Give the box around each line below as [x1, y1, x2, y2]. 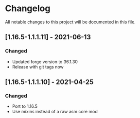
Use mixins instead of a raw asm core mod [12, 109, 98, 115]
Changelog [5, 3, 51, 14]
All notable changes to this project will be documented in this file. [5, 19, 136, 25]
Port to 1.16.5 [12, 103, 38, 109]
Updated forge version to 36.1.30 [12, 59, 78, 65]
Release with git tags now [12, 64, 64, 69]
